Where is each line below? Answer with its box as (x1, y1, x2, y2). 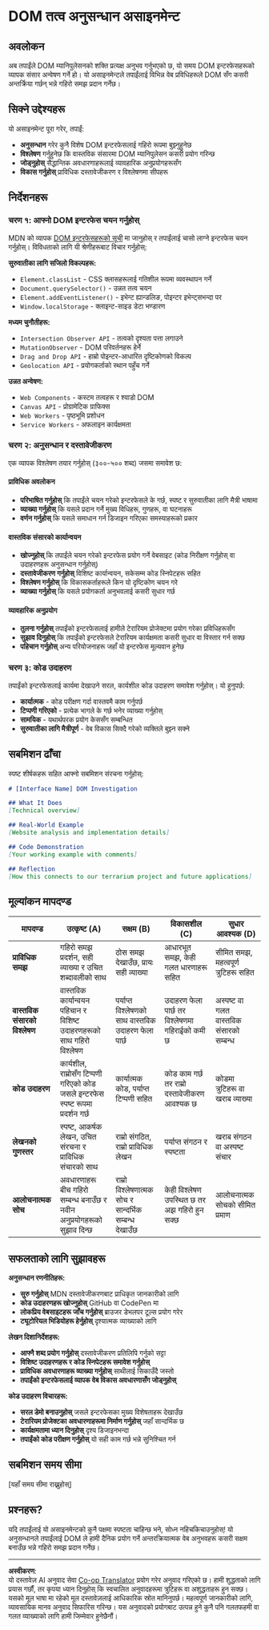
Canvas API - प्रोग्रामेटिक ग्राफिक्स (19, 401, 110, 411)
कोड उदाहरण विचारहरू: (8, 1391, 68, 1401)
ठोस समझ (115, 947, 145, 958)
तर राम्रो (164, 1078, 187, 1090)
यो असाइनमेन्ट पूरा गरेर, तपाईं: (8, 123, 85, 133)
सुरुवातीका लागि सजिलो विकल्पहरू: (8, 258, 97, 268)
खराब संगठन (215, 1131, 252, 1143)
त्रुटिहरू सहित (215, 967, 255, 978)
